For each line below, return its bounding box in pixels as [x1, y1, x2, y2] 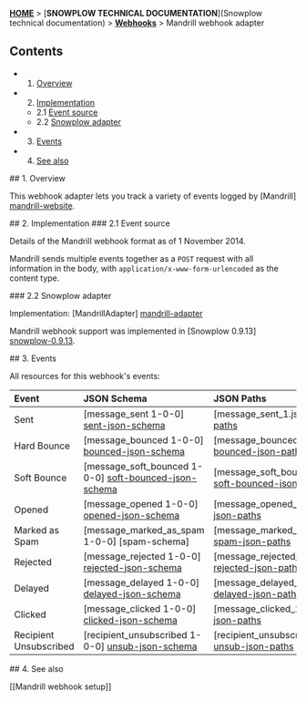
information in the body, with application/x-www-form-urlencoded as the [9, 263, 280, 273]
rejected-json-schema [83, 561, 182, 573]
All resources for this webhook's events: [9, 370, 161, 381]
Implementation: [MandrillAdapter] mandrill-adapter [9, 307, 203, 318]
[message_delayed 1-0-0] [83, 576, 200, 589]
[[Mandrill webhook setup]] [9, 681, 112, 692]
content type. [9, 273, 60, 283]
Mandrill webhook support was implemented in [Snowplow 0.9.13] [9, 325, 257, 336]
